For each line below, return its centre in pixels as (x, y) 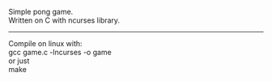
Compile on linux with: (45, 43)
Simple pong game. (41, 12)
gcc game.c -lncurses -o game (60, 52)
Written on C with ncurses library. (64, 20)
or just (19, 61)
